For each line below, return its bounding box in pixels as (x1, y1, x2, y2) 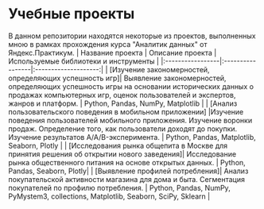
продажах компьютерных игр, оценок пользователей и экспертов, (8, 90, 236, 99)
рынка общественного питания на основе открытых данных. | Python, (8, 157, 247, 167)
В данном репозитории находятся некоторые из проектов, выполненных (8, 31, 256, 41)
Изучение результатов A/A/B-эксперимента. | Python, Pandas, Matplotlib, (8, 132, 256, 141)
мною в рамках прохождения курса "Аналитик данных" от (8, 39, 208, 48)
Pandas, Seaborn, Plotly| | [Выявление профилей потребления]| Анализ (8, 166, 249, 176)
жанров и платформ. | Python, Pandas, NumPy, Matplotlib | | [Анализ (8, 99, 238, 108)
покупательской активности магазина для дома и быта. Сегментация (8, 174, 245, 184)
